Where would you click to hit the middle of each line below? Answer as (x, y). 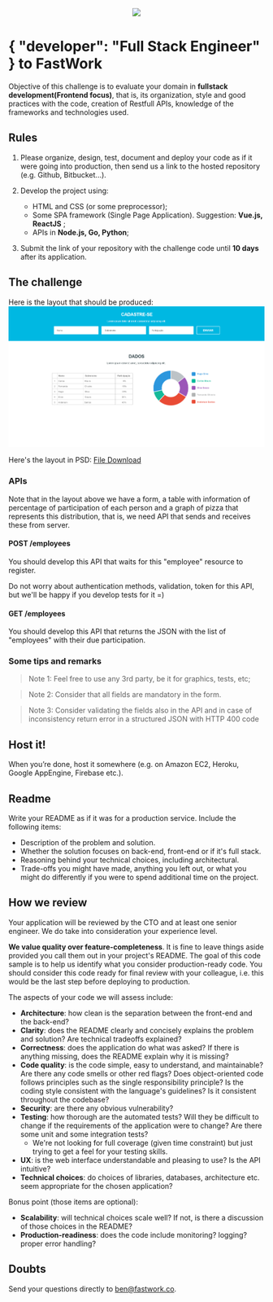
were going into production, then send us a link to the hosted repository (140, 166)
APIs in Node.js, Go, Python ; (80, 232)
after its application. (53, 256)
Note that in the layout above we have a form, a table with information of (129, 499)
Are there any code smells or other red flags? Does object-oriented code (142, 1073)
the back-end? (44, 1021)
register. (22, 570)
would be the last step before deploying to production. (100, 981)
